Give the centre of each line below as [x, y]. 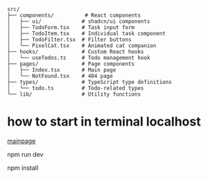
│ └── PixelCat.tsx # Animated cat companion [82, 46]
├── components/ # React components [74, 15]
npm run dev [25, 154]
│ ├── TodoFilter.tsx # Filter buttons [69, 40]
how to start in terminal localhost [104, 122]
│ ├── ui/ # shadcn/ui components [79, 22]
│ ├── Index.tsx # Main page [62, 70]
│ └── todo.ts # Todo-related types [76, 88]
